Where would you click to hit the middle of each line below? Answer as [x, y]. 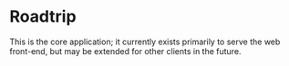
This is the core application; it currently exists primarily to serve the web [145, 42]
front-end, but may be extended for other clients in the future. [125, 51]
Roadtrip [43, 17]
